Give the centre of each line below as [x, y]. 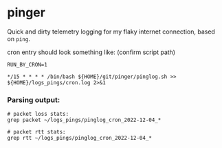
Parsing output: [34, 99]
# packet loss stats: [38, 114]
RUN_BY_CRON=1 [27, 64]
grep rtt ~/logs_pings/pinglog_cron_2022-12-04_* [80, 138]
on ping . [19, 38]
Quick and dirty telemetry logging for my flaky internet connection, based [111, 32]
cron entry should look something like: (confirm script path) [91, 52]
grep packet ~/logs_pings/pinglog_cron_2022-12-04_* [84, 120]
